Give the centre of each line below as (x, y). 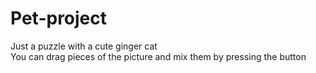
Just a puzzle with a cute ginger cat (84, 46)
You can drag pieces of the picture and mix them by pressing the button (158, 56)
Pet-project (59, 18)
